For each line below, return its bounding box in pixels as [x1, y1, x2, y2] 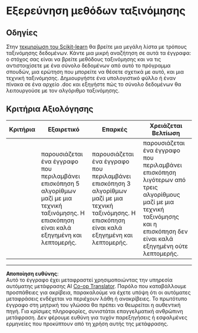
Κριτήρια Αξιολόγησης [6, 104, 94, 114]
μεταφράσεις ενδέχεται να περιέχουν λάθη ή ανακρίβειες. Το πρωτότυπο [6, 295, 187, 302]
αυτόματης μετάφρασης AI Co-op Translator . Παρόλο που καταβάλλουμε [6, 282, 187, 289]
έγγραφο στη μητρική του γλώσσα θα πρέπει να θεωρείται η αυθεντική [6, 301, 181, 308]
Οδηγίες [6, 28, 38, 38]
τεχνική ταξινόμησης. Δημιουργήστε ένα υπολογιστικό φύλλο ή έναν [6, 75, 176, 81]
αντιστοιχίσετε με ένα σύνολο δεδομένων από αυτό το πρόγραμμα [6, 62, 171, 69]
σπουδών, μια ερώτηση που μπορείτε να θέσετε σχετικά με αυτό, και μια [6, 68, 184, 75]
